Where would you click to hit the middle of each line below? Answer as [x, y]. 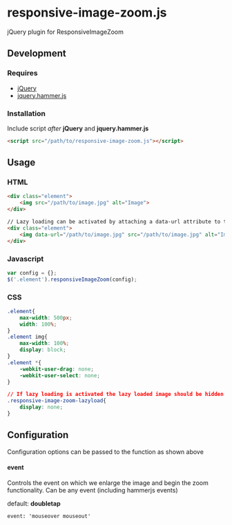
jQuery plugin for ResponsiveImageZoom [66, 32]
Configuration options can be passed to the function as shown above [105, 452]
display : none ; [41, 407]
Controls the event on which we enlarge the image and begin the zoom [108, 483]
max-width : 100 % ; [45, 344]
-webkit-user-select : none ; [60, 375]
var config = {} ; [32, 273]
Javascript [26, 259]
